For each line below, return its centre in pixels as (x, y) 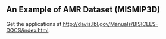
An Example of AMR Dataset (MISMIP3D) (83, 10)
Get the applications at (34, 24)
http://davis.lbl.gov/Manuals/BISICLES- (110, 24)
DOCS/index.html (27, 30)
